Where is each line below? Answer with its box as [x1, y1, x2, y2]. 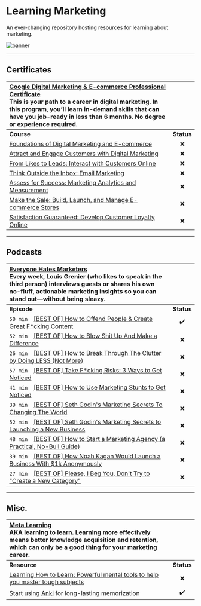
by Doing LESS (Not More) [9, 356, 84, 365]
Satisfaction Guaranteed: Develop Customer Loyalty [9, 213, 155, 221]
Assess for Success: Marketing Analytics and [9, 178, 136, 186]
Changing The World [9, 408, 68, 416]
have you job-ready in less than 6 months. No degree [9, 112, 166, 121]
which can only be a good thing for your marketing [9, 543, 157, 552]
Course [9, 130, 31, 138]
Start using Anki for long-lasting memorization [9, 589, 140, 597]
